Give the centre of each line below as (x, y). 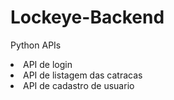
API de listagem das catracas (83, 75)
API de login (48, 64)
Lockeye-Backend (87, 17)
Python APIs (36, 45)
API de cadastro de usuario (79, 85)
